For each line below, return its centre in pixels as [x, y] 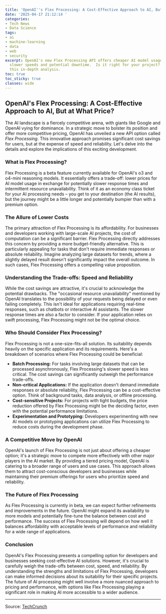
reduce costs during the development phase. [58, 426]
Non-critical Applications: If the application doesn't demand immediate [85, 384]
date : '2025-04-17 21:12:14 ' [36, 14]
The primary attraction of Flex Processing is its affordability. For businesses [82, 228]
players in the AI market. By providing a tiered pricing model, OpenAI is [77, 461]
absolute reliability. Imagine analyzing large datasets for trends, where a [78, 254]
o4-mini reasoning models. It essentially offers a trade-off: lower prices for [81, 178]
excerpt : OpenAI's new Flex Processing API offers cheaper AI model [77, 60]
